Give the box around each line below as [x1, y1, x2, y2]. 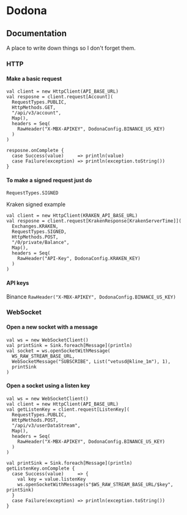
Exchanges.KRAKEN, [12, 223, 59, 230]
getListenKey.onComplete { [6, 465, 75, 471]
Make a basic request [6, 75, 62, 82]
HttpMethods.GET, [12, 105, 56, 111]
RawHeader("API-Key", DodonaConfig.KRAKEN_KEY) [17, 256, 141, 262]
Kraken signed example [6, 200, 66, 208]
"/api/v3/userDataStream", [12, 422, 81, 429]
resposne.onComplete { [6, 148, 64, 154]
